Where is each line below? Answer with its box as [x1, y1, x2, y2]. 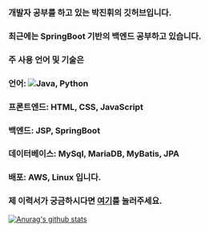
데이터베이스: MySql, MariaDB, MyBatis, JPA [8, 149, 180, 160]
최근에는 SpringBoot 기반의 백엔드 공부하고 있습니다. [8, 31, 202, 42]
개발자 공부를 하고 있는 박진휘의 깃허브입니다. [8, 6, 172, 18]
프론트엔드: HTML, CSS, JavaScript [8, 101, 144, 112]
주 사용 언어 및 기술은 [8, 54, 84, 65]
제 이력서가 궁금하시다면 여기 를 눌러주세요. [8, 195, 163, 206]
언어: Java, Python [8, 78, 89, 89]
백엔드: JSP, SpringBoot [8, 124, 101, 136]
